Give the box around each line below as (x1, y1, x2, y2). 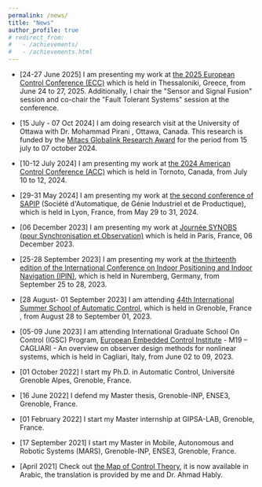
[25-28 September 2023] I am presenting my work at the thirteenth (19, 255, 237, 264)
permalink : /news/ (8, 11, 68, 20)
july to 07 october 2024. (19, 143, 98, 153)
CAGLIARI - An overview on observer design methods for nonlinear (19, 344, 237, 352)
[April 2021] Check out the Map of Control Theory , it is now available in (19, 462, 249, 470)
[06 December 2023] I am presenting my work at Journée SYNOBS (19, 223, 238, 232)
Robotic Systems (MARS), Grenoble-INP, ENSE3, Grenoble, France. (19, 446, 237, 456)
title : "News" (8, 19, 55, 27)
